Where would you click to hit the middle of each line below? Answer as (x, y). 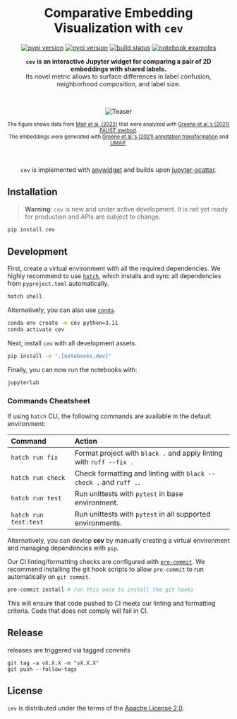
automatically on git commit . (49, 577)
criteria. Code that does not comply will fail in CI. (78, 611)
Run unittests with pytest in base (129, 494)
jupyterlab (23, 382)
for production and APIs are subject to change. (92, 217)
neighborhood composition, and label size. (119, 84)
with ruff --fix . (104, 462)
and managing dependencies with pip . (63, 548)
